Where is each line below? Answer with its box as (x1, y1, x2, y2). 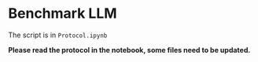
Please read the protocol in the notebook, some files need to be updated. (8, 45, 251, 54)
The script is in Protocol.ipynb (8, 30, 108, 40)
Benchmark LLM (8, 5, 117, 22)
